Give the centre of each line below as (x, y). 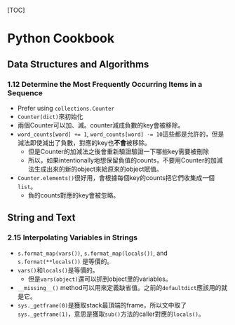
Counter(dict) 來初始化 (50, 116)
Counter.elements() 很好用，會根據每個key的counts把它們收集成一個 (116, 177)
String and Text (41, 217)
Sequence (25, 92)
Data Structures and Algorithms (78, 64)
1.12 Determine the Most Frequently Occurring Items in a (105, 84)
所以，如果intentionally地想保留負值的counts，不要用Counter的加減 (125, 160)
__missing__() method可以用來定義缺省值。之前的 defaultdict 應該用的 (119, 287)
